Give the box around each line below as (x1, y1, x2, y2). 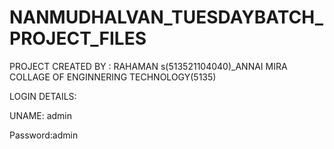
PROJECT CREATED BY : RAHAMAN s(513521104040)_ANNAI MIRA (9, 60, 288, 72)
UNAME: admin (9, 109, 73, 121)
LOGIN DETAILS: (9, 90, 77, 102)
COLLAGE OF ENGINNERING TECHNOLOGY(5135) (9, 71, 217, 83)
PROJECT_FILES (9, 27, 147, 50)
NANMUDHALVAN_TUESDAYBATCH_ (9, 6, 324, 29)
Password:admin (9, 129, 79, 141)
